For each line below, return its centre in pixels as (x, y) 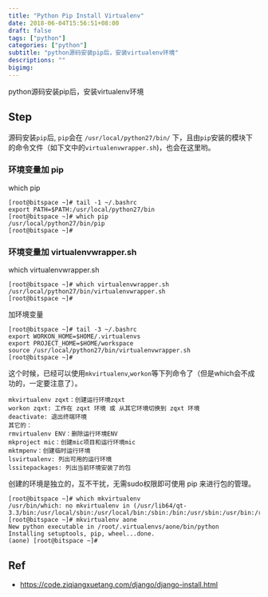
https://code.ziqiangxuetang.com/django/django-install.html (118, 584)
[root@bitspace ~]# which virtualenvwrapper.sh (89, 285)
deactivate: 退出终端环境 (48, 417)
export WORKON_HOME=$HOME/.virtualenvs (75, 336)
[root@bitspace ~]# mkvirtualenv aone (73, 520)
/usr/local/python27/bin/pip (57, 223)
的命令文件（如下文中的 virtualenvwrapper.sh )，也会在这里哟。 (112, 147)
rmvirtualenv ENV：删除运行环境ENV (63, 434)
